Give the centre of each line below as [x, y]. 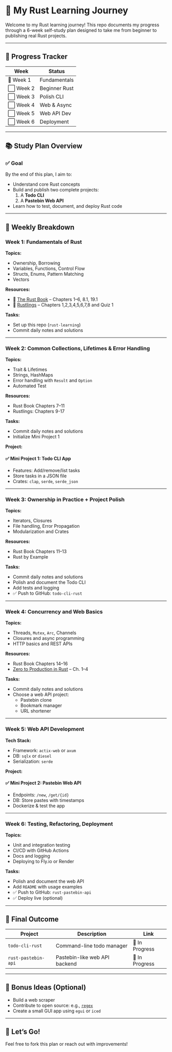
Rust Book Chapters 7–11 [39, 406]
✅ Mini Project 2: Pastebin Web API [44, 783]
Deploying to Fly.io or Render [43, 862]
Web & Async [56, 105]
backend [66, 964]
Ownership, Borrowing [36, 263]
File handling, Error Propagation [46, 526]
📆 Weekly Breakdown [40, 227]
